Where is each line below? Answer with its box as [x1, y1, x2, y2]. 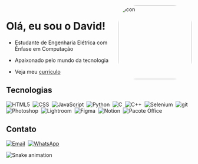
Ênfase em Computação [14, 45, 74, 52]
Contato [6, 124, 37, 135]
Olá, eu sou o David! [6, 19, 106, 33]
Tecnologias [6, 85, 52, 96]
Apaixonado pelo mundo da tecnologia [14, 57, 109, 64]
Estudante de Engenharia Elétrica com [14, 39, 108, 46]
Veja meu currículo [14, 68, 61, 75]
